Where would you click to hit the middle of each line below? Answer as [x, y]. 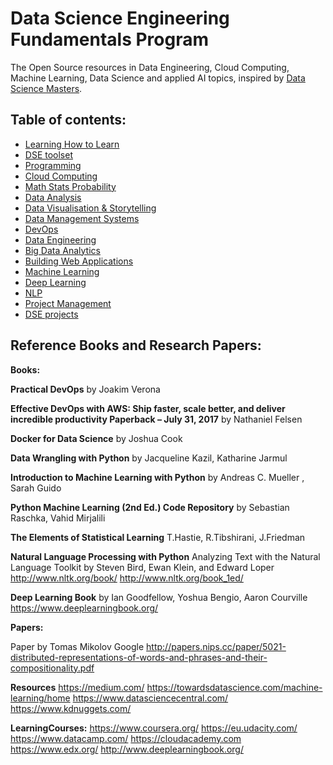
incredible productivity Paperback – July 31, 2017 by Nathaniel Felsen [156, 419]
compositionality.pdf [52, 668]
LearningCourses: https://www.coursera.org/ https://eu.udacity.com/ [154, 728]
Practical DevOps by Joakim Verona [85, 389]
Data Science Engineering [120, 18]
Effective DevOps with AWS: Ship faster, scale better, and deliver [148, 408]
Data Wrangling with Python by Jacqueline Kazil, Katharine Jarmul [149, 458]
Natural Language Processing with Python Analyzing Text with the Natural [165, 556]
